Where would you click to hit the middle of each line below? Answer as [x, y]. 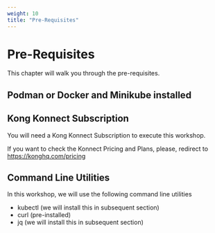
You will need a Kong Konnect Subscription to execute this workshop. [106, 135]
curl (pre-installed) [44, 215]
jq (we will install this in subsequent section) [80, 223]
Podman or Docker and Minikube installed [100, 95]
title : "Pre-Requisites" [43, 20]
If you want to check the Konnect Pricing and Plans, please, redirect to [108, 149]
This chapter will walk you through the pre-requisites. [84, 73]
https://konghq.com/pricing [46, 156]
